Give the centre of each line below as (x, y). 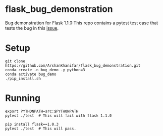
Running (23, 98)
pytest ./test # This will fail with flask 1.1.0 (58, 115)
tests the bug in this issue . (32, 28)
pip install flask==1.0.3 (32, 124)
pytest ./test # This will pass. (41, 129)
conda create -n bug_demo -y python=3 (45, 70)
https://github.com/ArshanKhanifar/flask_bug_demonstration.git (73, 65)
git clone (15, 61)
